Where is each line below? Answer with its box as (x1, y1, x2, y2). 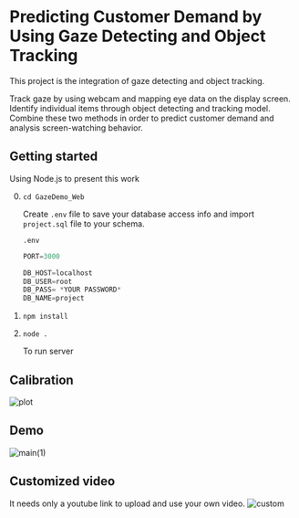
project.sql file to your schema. (22, 217, 145, 229)
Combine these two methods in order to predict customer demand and (9, 112, 275, 123)
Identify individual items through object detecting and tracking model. (9, 102, 271, 113)
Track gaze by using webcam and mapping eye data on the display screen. (9, 93, 292, 104)
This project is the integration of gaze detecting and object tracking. (9, 75, 265, 86)
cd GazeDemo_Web (22, 192, 85, 202)
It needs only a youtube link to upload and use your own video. (9, 498, 246, 509)
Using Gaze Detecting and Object (9, 26, 266, 47)
